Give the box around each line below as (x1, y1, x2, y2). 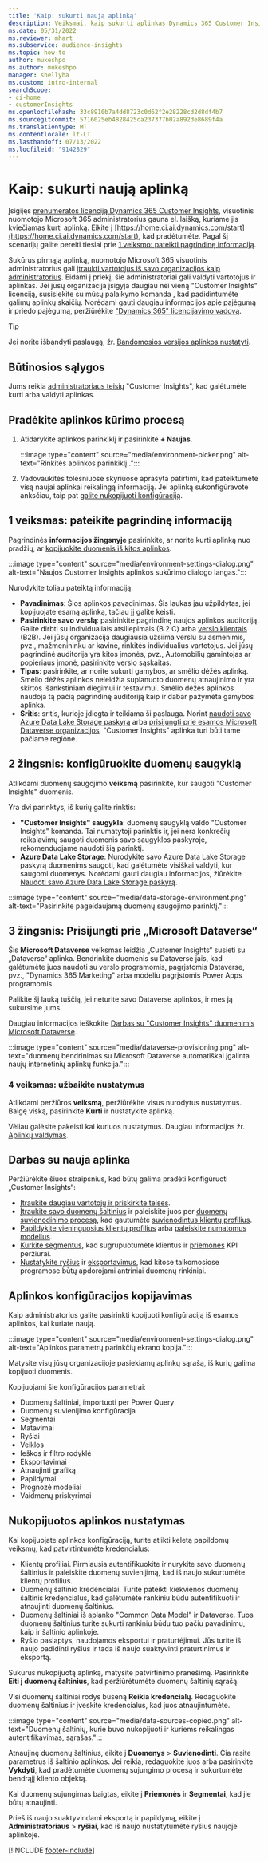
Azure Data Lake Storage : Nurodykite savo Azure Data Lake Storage (19, 852, 246, 861)
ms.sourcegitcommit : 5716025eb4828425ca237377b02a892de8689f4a (8, 116, 223, 124)
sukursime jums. (8, 1003, 62, 1013)
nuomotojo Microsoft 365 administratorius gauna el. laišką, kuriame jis (8, 215, 239, 224)
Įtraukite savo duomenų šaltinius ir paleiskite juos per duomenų (19, 1207, 228, 1216)
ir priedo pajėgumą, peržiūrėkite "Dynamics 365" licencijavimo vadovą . (8, 306, 242, 316)
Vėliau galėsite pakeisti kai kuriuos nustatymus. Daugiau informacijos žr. (8, 1121, 246, 1131)
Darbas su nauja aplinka (8, 1153, 130, 1167)
